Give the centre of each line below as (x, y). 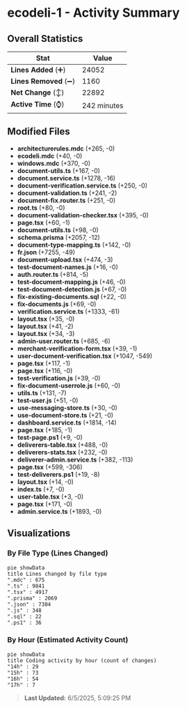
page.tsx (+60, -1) (44, 222)
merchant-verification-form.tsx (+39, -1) (77, 348)
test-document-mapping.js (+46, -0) (72, 282)
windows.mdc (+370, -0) (54, 163)
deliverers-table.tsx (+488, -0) (63, 445)
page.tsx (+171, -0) (45, 504)
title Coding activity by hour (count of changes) (82, 660)
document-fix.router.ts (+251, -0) (66, 200)
